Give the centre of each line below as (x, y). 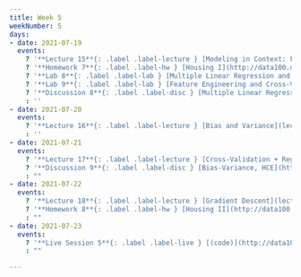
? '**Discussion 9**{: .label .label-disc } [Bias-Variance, (142, 168)
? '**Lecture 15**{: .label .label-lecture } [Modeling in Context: (156, 59)
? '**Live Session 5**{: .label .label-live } (114, 243)
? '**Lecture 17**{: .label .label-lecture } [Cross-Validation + (152, 159)
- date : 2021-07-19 (46, 43)
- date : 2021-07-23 (46, 226)
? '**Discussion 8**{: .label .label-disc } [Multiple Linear (144, 92)
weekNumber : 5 (36, 26)
